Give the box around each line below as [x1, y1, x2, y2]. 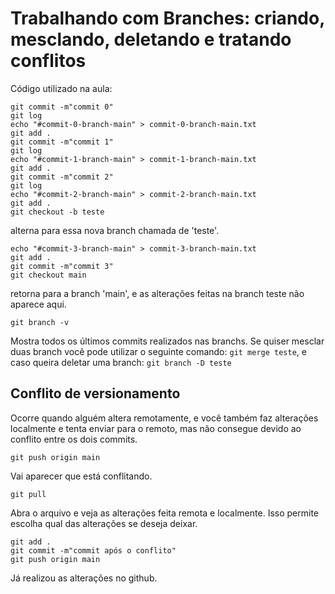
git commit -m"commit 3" [10, 261, 114, 271]
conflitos [10, 50, 87, 72]
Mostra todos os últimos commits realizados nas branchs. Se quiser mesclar [10, 335, 325, 347]
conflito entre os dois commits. [10, 433, 138, 445]
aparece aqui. [10, 298, 67, 310]
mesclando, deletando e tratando [10, 28, 292, 51]
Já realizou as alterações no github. [10, 572, 158, 584]
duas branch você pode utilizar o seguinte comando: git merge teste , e [10, 345, 307, 357]
